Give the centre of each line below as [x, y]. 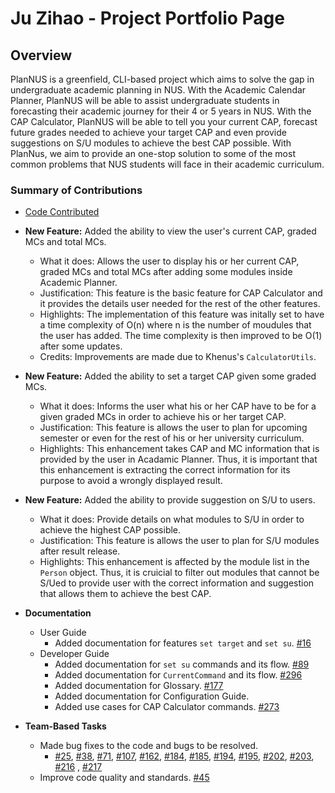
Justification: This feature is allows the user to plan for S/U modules [179, 541]
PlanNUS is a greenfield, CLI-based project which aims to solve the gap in [162, 79]
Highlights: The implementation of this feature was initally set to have [182, 314]
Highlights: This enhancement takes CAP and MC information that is [179, 449]
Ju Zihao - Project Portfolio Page [147, 18]
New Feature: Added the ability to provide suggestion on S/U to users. [170, 500]
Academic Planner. [78, 283]
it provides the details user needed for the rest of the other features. [180, 304]
